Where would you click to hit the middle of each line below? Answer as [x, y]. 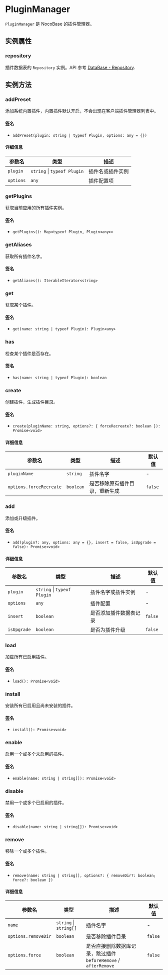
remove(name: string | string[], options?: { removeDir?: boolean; [84, 875]
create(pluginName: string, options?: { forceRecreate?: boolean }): [86, 426]
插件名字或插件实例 [113, 592]
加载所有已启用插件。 [27, 657]
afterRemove [100, 966]
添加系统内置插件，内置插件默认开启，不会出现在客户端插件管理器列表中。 [82, 111]
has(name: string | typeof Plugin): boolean [59, 378]
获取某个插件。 [20, 305]
